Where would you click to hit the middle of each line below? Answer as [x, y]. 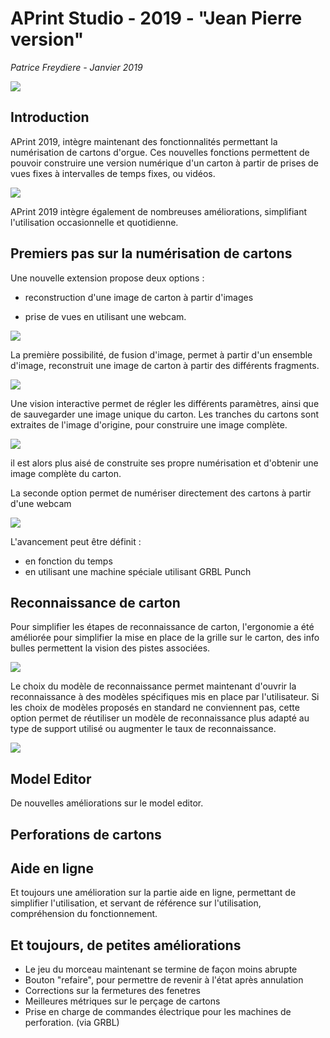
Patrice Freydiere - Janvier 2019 [76, 67]
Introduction [50, 117]
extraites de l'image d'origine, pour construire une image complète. [149, 424]
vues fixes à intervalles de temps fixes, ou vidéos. [113, 173]
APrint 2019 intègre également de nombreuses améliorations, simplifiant [159, 211]
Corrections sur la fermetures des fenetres [112, 991]
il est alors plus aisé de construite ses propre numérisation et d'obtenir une [164, 463]
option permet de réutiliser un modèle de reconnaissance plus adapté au [160, 718]
